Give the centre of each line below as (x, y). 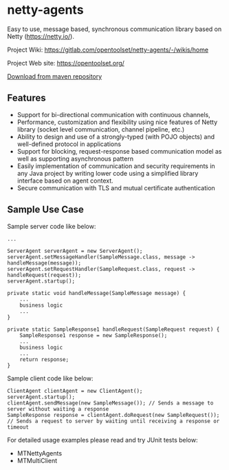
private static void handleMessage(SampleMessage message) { (97, 293)
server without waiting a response (58, 409)
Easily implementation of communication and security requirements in (116, 166)
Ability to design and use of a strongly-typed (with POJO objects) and (116, 136)
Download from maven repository (55, 76)
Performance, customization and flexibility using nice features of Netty (117, 122)
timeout (18, 427)
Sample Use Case (46, 210)
